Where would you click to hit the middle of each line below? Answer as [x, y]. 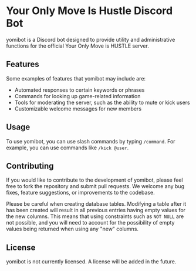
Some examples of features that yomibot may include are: [76, 78]
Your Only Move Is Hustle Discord [89, 11]
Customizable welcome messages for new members [78, 108]
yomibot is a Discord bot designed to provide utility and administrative [91, 39]
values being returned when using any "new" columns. [72, 229]
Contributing [30, 166]
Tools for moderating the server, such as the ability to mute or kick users [102, 102]
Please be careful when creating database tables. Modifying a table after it [96, 204]
